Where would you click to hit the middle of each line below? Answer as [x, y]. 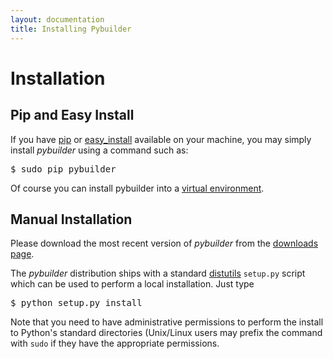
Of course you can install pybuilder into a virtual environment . [137, 188]
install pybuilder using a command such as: [99, 150]
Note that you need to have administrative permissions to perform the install [167, 322]
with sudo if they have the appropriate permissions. [115, 343]
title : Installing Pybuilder [71, 29]
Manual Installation [71, 219]
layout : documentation [57, 19]
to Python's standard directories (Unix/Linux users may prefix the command [166, 333]
